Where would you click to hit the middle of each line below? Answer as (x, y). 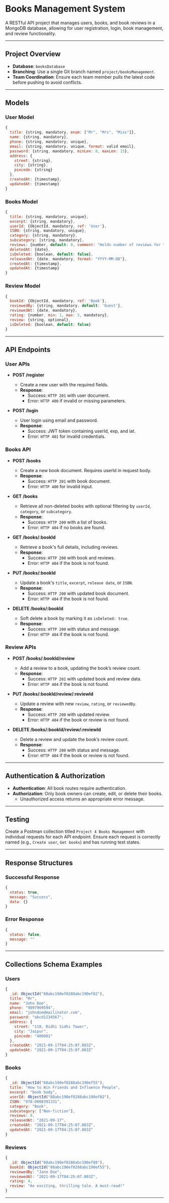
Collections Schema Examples (54, 964)
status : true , (24, 892)
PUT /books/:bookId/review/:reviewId (53, 694)
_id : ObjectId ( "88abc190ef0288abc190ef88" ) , (57, 1162)
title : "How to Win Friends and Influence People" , (65, 1087)
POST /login (25, 411)
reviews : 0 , (22, 1116)
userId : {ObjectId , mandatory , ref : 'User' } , (58, 226)
